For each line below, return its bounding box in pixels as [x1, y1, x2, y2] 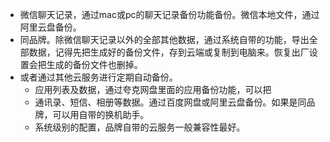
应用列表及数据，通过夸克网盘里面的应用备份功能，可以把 [34, 84, 272, 95]
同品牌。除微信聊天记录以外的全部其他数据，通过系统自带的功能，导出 [19, 34, 310, 45]
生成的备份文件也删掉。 [46, 59, 143, 70]
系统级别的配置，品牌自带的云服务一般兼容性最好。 [34, 121, 246, 133]
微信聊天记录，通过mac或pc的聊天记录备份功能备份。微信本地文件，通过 [19, 9, 320, 20]
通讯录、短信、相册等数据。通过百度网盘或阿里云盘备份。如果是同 [34, 96, 307, 108]
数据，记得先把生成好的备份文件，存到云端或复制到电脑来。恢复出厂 [28, 46, 310, 58]
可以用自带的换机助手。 [52, 109, 150, 120]
